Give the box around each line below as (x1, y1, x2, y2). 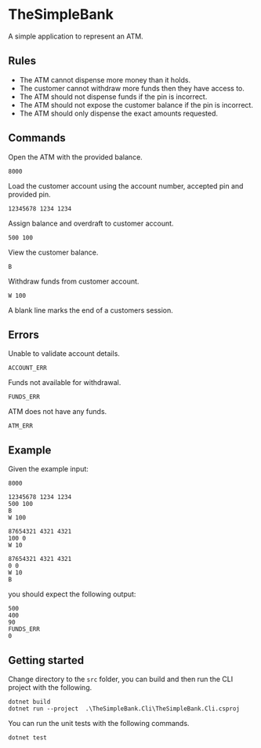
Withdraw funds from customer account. (8, 277, 140, 286)
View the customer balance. (8, 247, 99, 257)
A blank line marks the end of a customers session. (8, 305, 174, 315)
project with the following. (8, 683, 92, 692)
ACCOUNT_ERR (8, 364, 47, 372)
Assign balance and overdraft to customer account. (8, 218, 174, 228)
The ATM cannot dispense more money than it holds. (19, 75, 190, 84)
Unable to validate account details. (8, 349, 120, 358)
